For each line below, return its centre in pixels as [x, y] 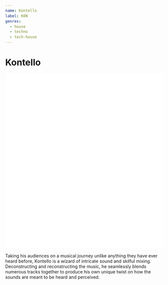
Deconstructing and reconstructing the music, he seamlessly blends [76, 266]
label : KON [17, 16]
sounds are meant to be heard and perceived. [53, 277]
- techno [19, 32]
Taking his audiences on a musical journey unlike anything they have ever [81, 256]
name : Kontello [21, 11]
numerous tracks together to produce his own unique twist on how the [78, 272]
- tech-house [23, 37]
